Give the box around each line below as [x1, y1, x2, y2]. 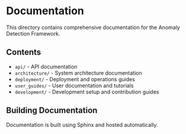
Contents [6, 47, 41, 58]
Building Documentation [6, 106, 98, 116]
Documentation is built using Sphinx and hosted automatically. [6, 121, 158, 128]
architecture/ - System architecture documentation [14, 69, 142, 76]
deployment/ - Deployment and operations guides [14, 75, 135, 82]
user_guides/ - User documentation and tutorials [14, 82, 134, 89]
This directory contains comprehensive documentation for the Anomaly [6, 24, 181, 31]
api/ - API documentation [14, 63, 78, 70]
